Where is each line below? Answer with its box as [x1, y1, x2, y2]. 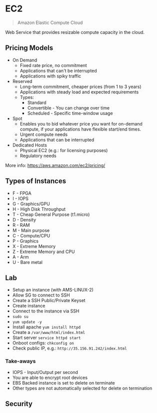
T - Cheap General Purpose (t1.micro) [12, 211, 90, 217]
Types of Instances [5, 177, 66, 185]
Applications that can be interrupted [19, 136, 94, 142]
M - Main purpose [12, 227, 50, 233]
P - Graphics [12, 238, 39, 244]
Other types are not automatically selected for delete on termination [12, 385, 152, 391]
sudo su [12, 314, 28, 319]
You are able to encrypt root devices [12, 374, 88, 380]
